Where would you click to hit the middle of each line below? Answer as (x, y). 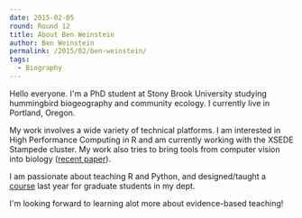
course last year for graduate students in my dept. (102, 186)
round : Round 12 (40, 26)
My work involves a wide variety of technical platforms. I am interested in (145, 130)
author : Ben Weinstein (52, 43)
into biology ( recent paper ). (60, 159)
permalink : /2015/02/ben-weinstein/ (78, 51)
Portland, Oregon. (42, 113)
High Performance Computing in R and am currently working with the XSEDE (151, 140)
